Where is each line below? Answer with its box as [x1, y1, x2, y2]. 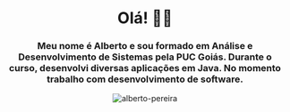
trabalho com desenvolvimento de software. [47, 73, 243, 85]
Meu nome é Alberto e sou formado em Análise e [37, 40, 253, 52]
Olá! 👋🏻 [116, 8, 174, 28]
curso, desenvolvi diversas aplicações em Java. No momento [9, 62, 281, 75]
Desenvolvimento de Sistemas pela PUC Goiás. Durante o [18, 51, 272, 63]
